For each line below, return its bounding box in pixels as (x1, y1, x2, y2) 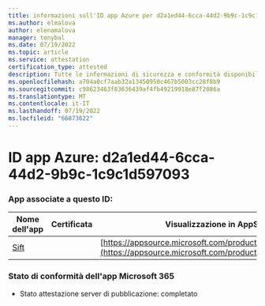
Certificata (50, 219, 93, 230)
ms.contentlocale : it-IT (8, 100, 90, 108)
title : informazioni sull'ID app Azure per (8, 11, 154, 20)
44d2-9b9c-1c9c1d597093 (8, 165, 190, 183)
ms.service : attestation (8, 56, 90, 64)
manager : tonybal (8, 33, 65, 42)
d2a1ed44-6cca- (102, 149, 215, 167)
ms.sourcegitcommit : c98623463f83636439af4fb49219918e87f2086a (8, 85, 221, 93)
